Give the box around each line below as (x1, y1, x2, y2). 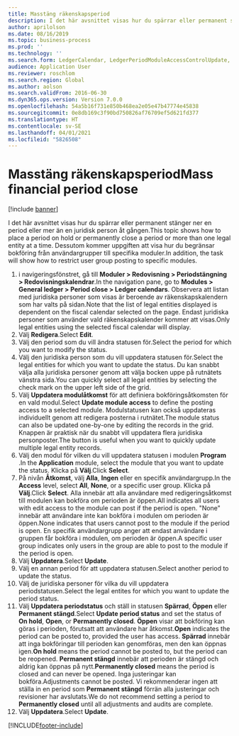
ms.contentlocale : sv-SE (8, 122, 82, 130)
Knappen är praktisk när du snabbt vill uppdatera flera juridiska (18, 429, 203, 437)
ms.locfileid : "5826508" (8, 136, 82, 143)
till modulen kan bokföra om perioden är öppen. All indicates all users (18, 496, 219, 505)
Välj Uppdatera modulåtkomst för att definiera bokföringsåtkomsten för (18, 391, 229, 400)
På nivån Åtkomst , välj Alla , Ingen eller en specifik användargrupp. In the (18, 473, 231, 483)
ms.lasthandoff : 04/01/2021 (8, 129, 91, 136)
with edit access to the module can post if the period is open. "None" (18, 504, 221, 512)
